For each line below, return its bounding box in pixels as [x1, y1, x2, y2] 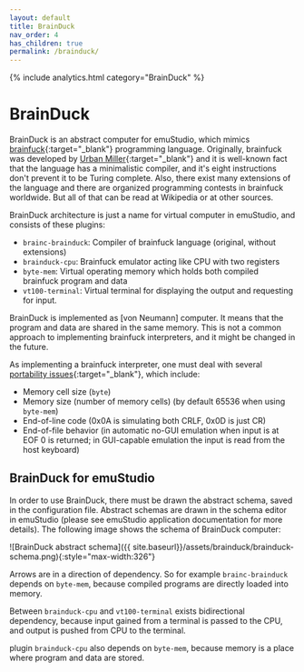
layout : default [9, 13, 71, 23]
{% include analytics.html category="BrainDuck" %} [9, 72, 205, 83]
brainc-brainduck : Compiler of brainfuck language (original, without [22, 237, 277, 248]
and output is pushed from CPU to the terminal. [9, 625, 186, 636]
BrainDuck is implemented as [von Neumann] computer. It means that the [9, 313, 284, 324]
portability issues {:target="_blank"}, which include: [9, 369, 201, 380]
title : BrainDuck [9, 22, 75, 31]
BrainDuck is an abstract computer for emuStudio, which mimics [9, 134, 250, 145]
